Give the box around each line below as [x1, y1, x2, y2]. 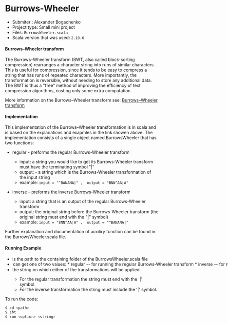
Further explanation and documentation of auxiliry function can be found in [5, 229, 156, 235]
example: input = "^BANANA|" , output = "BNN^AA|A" [19, 180, 129, 185]
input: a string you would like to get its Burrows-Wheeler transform [19, 159, 153, 165]
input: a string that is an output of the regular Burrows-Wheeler [19, 199, 146, 204]
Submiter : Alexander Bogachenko [12, 19, 81, 25]
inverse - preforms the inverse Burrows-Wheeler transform [12, 189, 131, 195]
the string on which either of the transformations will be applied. [12, 266, 141, 272]
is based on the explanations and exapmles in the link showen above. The [5, 130, 153, 136]
